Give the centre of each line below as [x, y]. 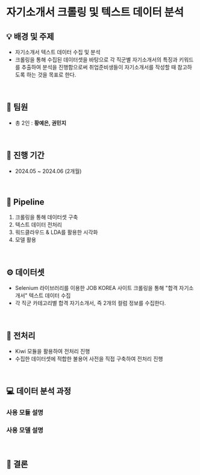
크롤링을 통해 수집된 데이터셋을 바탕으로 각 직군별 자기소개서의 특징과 [96, 60]
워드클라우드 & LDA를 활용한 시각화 [56, 232]
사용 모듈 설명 [25, 412]
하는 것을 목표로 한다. [51, 75]
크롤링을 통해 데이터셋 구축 [46, 217]
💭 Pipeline [25, 202]
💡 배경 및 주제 [30, 36]
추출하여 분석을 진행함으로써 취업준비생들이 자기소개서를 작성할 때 [99, 67]
